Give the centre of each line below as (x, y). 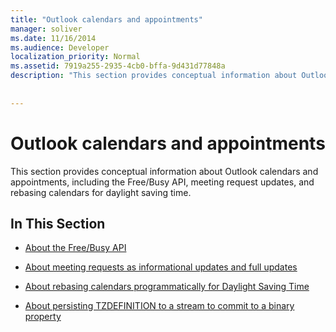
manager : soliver (46, 29)
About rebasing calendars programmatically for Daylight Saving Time (167, 287)
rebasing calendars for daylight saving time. (101, 192)
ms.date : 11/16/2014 (53, 38)
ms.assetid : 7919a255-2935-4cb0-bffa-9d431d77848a (118, 66)
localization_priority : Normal (75, 57)
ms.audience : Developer (60, 47)
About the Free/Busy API (75, 248)
